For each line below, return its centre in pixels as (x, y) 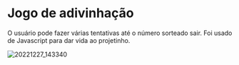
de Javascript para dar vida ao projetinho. (69, 40)
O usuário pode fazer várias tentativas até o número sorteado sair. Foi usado (120, 33)
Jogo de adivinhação (71, 13)
